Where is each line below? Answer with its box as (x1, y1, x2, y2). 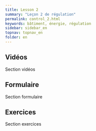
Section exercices (5, 121, 42, 127)
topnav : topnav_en (5, 30, 43, 35)
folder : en (5, 35, 28, 40)
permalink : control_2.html (5, 16, 61, 21)
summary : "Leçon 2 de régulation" (5, 12, 76, 17)
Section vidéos (5, 66, 35, 72)
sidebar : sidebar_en (5, 26, 48, 31)
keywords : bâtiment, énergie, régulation (5, 21, 92, 26)
